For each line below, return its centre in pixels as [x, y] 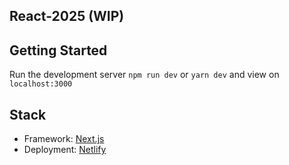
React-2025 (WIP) [67, 16]
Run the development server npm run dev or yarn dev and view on [144, 75]
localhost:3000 [41, 84]
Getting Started [58, 50]
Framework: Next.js [64, 139]
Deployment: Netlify [65, 150]
